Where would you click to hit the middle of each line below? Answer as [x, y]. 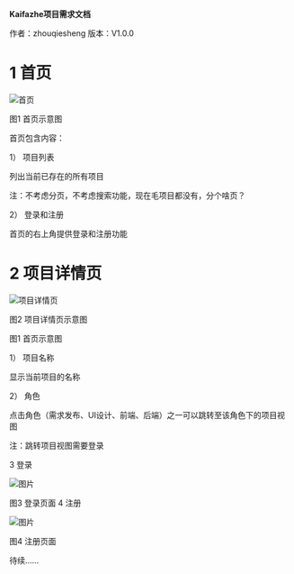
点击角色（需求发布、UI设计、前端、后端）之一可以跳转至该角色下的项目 [143, 415]
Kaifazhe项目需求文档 [50, 14]
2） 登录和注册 [37, 214]
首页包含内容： [37, 138]
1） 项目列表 [32, 157]
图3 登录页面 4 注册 [45, 503]
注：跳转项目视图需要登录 [57, 445]
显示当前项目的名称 [45, 377]
